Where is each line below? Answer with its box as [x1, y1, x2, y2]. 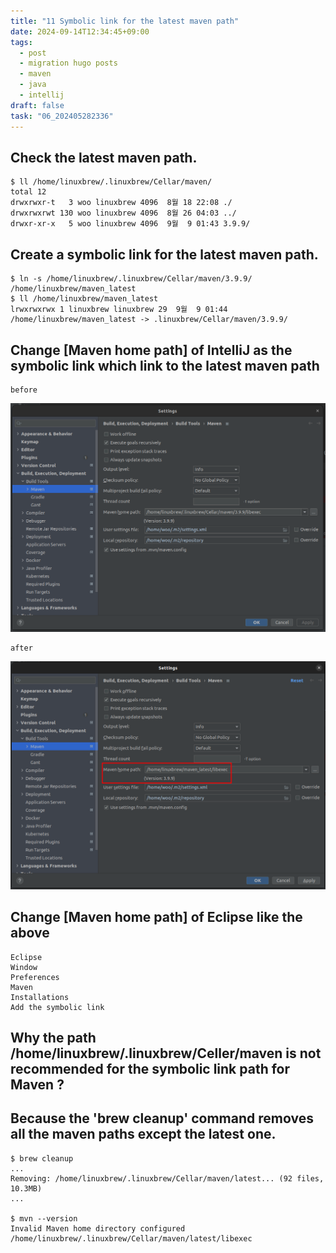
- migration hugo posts [19, 58, 118, 69]
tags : [10, 37, 33, 47]
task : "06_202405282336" [10, 111, 114, 121]
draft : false [10, 100, 65, 110]
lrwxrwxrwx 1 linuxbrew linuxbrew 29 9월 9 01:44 [10, 305, 228, 315]
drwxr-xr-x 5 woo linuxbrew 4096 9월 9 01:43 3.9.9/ [10, 219, 251, 229]
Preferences [10, 972, 60, 982]
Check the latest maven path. [10, 149, 198, 166]
